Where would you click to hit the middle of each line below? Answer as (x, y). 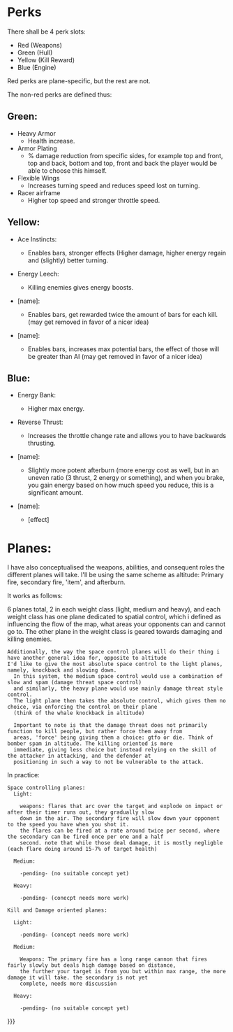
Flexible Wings (38, 178)
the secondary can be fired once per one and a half (85, 837)
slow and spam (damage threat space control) (74, 683)
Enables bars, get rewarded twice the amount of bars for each (117, 314)
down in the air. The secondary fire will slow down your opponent (120, 819)
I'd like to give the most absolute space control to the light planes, (115, 664)
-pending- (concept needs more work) (75, 935)
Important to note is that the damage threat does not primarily (111, 726)
